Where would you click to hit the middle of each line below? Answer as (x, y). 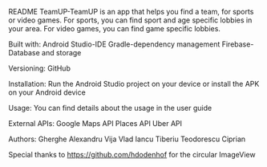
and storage (61, 53)
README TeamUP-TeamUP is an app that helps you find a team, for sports (131, 12)
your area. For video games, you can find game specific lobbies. (114, 29)
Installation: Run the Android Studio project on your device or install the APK (134, 84)
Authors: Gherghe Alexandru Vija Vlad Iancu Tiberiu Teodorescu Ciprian (127, 139)
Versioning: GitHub (39, 68)
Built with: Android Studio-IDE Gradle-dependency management (114, 44)
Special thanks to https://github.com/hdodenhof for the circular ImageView (132, 155)
